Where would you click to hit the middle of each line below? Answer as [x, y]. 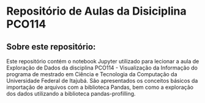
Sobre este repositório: [51, 47]
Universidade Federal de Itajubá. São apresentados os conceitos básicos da [102, 81]
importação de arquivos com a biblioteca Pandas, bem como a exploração [100, 87]
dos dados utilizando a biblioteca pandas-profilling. [71, 94]
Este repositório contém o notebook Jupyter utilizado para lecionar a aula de [103, 61]
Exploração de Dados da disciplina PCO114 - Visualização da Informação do [102, 68]
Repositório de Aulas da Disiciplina [96, 11]
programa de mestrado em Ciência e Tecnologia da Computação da [92, 74]
